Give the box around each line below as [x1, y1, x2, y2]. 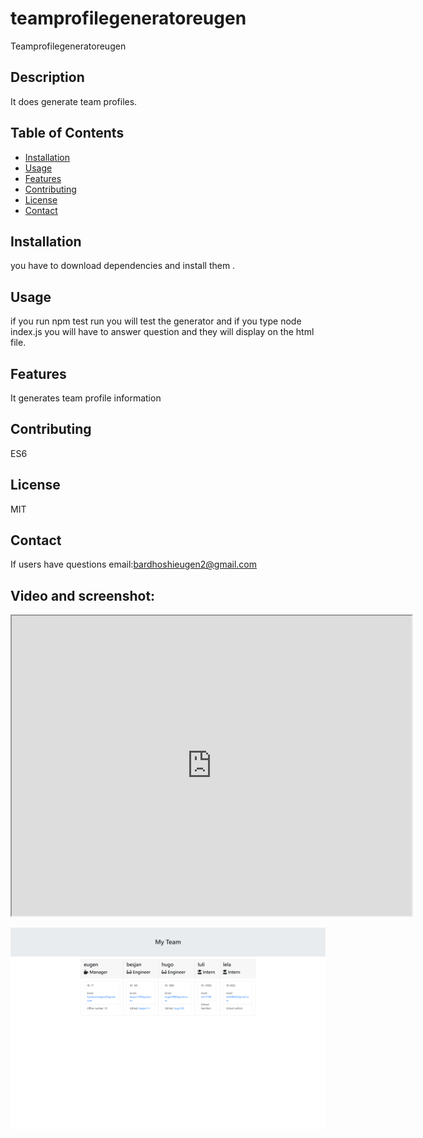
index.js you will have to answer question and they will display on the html [10, 326, 315, 338]
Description [10, 69, 85, 86]
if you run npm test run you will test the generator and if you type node [10, 315, 302, 327]
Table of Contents [10, 125, 125, 142]
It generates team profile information [10, 392, 162, 404]
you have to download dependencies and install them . [10, 260, 236, 272]
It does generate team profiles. [10, 95, 138, 107]
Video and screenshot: [10, 587, 156, 604]
